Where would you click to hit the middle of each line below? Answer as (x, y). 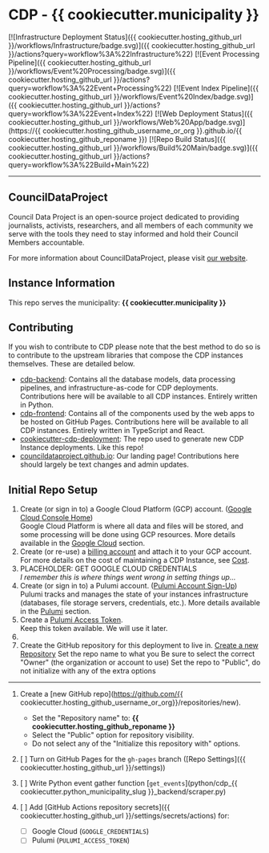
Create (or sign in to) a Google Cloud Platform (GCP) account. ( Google (136, 509)
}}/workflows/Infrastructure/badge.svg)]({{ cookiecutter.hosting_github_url (132, 45)
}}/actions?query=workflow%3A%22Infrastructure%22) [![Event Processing (134, 54)
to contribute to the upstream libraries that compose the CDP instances (126, 355)
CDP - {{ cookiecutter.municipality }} (134, 15)
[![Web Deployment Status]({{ (204, 113)
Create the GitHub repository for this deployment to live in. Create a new (139, 645)
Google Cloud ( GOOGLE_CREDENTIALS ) (90, 831)
